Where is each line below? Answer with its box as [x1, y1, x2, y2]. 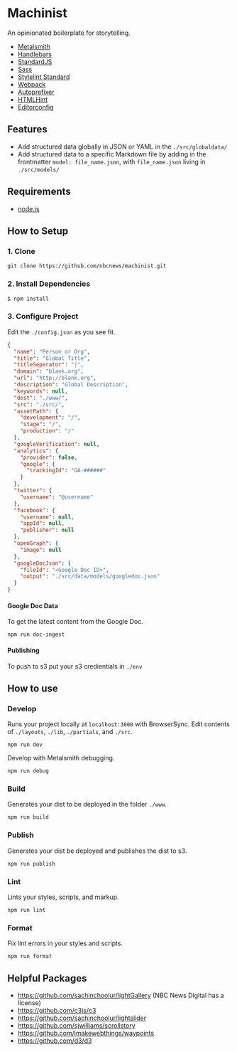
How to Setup [7, 225, 69, 237]
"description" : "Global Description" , [13, 381, 129, 388]
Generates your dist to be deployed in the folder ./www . [7, 800, 167, 809]
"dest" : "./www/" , [13, 394, 69, 401]
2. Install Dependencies [7, 279, 91, 289]
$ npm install [7, 295, 50, 302]
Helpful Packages [7, 972, 87, 984]
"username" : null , [20, 514, 75, 521]
